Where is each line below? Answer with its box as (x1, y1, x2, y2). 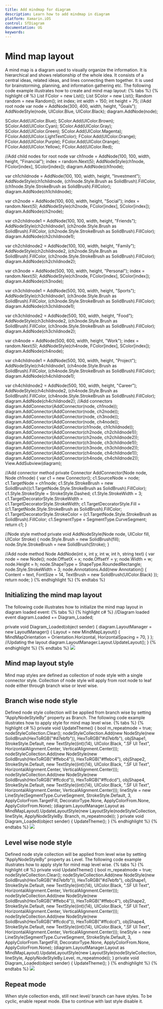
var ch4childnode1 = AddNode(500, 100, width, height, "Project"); (5, 357, 137, 363)
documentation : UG (5, 25, 42, 30)
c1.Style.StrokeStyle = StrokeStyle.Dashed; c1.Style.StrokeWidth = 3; (5, 490, 143, 496)
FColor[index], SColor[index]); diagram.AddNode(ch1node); (5, 163, 124, 169)
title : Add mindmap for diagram (5, 7, 71, 12)
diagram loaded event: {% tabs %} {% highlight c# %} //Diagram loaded (5, 609, 150, 615)
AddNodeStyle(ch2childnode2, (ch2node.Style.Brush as (5, 248, 118, 254)
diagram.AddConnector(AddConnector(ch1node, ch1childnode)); (5, 424, 134, 430)
